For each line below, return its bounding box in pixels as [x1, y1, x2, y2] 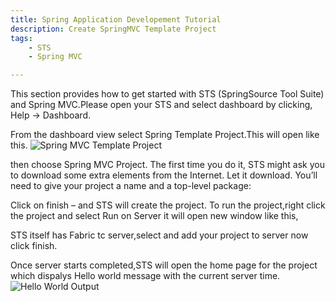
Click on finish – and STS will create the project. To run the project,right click [10, 199, 326, 211]
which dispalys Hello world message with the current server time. [10, 270, 281, 282]
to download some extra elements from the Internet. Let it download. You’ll [10, 169, 318, 181]
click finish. [10, 240, 58, 252]
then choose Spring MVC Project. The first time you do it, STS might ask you [10, 159, 326, 171]
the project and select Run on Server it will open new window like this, [10, 210, 299, 222]
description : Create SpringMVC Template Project [10, 24, 217, 34]
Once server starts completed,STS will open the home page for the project [10, 259, 318, 271]
